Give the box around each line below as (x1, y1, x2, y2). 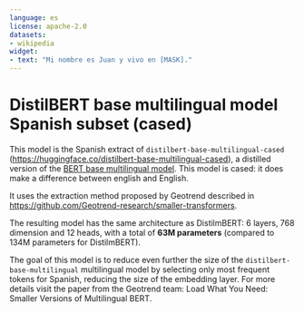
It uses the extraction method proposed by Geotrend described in (9, 190, 255, 201)
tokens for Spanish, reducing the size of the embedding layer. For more (9, 273, 276, 284)
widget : (9, 47, 39, 56)
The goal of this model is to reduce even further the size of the (9, 254, 244, 265)
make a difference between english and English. (9, 172, 189, 183)
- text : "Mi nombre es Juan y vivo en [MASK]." (9, 55, 193, 64)
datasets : (9, 30, 47, 39)
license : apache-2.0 (9, 22, 88, 31)
